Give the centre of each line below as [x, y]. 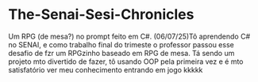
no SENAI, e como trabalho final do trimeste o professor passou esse [121, 44]
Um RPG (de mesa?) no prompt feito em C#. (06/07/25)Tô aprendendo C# [129, 36]
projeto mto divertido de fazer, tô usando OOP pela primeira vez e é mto [126, 61]
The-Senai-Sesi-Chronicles [101, 15]
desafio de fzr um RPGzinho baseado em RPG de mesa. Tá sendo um [121, 53]
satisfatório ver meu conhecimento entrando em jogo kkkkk [106, 69]
